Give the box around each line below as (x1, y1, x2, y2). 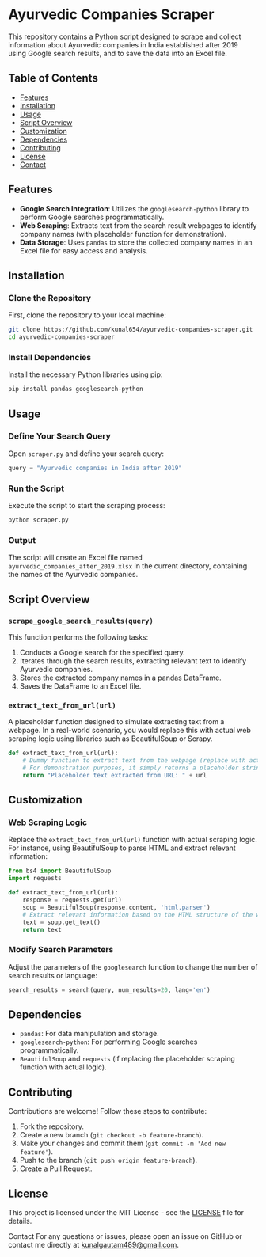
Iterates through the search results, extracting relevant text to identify (19, 655, 247, 666)
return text (22, 925, 62, 933)
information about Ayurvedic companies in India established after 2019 (8, 40, 239, 49)
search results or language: (8, 970, 97, 980)
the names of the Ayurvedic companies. (8, 570, 139, 579)
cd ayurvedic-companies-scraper (8, 333, 115, 341)
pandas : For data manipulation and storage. (19, 1029, 160, 1039)
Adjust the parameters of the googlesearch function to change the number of (8, 962, 258, 971)
